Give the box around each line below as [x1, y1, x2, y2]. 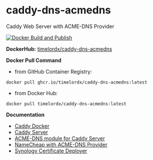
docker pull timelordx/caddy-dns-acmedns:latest [6, 100, 127, 107]
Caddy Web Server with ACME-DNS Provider [6, 23, 114, 30]
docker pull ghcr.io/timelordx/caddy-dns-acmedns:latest [6, 79, 148, 85]
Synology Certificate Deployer [14, 147, 88, 154]
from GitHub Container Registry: [14, 68, 92, 75]
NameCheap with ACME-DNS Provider [14, 141, 108, 148]
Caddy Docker [14, 122, 50, 129]
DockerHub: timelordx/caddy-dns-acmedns [6, 45, 113, 53]
